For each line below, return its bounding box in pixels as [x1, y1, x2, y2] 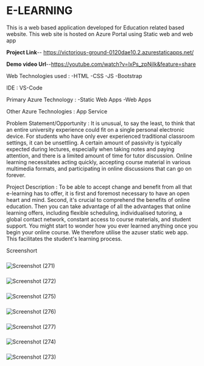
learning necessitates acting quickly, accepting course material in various [6, 158, 191, 165]
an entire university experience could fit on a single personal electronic [6, 126, 185, 133]
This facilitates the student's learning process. [6, 235, 123, 242]
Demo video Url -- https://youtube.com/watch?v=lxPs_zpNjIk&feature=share [6, 60, 196, 68]
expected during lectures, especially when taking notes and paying [6, 145, 175, 152]
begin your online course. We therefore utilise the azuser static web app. [6, 228, 189, 235]
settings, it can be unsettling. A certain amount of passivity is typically [6, 138, 183, 146]
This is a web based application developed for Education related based [6, 24, 185, 31]
